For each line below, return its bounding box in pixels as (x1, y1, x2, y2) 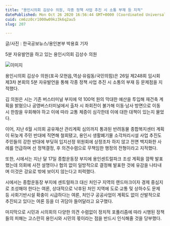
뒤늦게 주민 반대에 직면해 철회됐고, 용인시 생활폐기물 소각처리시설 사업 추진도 (10, 132, 162, 138)
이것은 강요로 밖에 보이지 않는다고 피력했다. (10, 168, 96, 175)
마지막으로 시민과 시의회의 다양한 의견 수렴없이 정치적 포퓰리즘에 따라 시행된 (5, 209, 155, 215)
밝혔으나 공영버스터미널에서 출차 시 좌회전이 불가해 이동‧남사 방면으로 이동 (14, 102, 161, 109)
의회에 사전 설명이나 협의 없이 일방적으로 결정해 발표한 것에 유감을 (18, 162, 148, 168)
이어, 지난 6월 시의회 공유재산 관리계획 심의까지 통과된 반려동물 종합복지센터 (5, 126, 155, 132)
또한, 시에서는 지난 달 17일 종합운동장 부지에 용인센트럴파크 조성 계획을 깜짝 (5, 156, 154, 162)
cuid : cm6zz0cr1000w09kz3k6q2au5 (5, 17, 76, 22)
